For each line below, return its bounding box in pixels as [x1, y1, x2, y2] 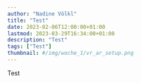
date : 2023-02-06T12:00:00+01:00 [7, 23, 106, 30]
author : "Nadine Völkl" [7, 10, 78, 18]
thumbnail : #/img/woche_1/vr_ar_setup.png [7, 50, 134, 57]
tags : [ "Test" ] [7, 43, 52, 50]
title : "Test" [7, 17, 49, 24]
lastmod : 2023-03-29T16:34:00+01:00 [7, 30, 115, 37]
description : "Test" [7, 37, 68, 44]
